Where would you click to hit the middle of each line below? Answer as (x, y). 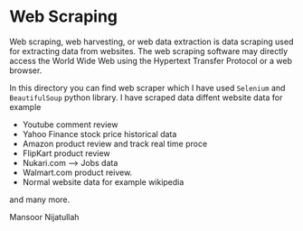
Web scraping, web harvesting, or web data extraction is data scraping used (151, 42)
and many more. (40, 199)
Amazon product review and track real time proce (115, 143)
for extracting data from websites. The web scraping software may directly (149, 51)
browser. (26, 70)
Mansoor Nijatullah (44, 217)
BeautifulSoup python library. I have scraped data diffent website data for (146, 97)
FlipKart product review (66, 153)
